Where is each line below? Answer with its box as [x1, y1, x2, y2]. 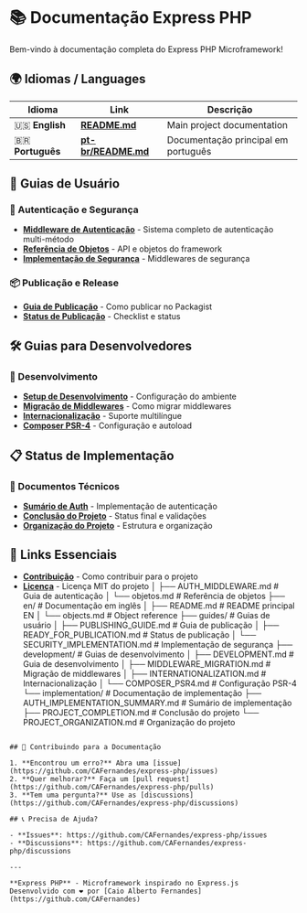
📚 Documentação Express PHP [9, 7, 252, 28]
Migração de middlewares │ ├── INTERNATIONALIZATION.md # [22, 668, 267, 679]
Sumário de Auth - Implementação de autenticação [22, 500, 217, 512]
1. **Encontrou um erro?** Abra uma [9, 758, 149, 768]
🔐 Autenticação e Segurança [9, 203, 139, 216]
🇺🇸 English [14, 118, 67, 131]
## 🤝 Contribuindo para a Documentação [9, 742, 162, 751]
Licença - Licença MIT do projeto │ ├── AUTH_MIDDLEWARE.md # [22, 580, 280, 591]
